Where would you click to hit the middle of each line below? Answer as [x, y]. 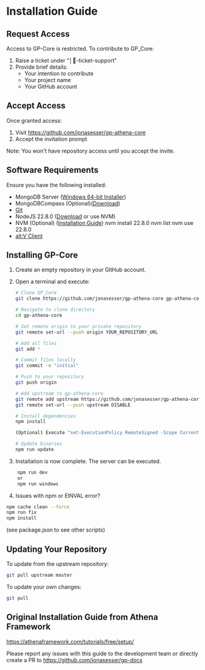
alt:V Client [29, 236]
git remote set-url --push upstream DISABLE [73, 405]
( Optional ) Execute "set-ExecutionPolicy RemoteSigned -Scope [96, 433]
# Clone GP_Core [36, 293]
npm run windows [38, 484]
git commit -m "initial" [47, 366]
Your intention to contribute [59, 74]
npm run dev [32, 472]
